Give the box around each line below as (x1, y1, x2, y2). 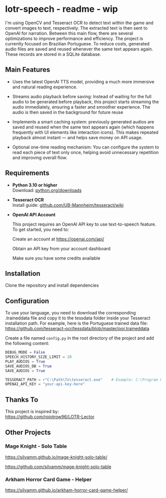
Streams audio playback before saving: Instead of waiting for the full (12, 93, 152, 99)
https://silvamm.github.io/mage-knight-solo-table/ (5, 454, 108, 460)
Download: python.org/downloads (12, 187, 82, 193)
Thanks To (5, 395, 39, 404)
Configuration (5, 297, 49, 305)
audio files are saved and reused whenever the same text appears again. (5, 46, 153, 52)
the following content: (5, 341, 49, 346)
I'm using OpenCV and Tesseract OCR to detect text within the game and (5, 20, 154, 26)
